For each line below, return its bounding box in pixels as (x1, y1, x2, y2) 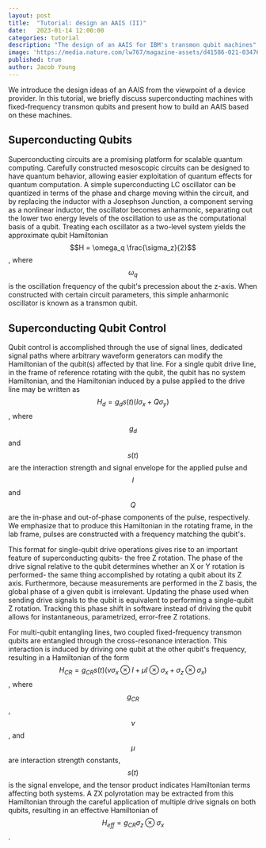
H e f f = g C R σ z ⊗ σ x (101, 818, 165, 830)
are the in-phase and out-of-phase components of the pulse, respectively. (8, 512, 251, 522)
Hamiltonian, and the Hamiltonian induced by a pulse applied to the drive (8, 376, 245, 386)
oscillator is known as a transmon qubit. (8, 298, 138, 308)
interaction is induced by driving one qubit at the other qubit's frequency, (8, 644, 247, 654)
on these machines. (8, 110, 73, 120)
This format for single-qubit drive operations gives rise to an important (8, 544, 238, 554)
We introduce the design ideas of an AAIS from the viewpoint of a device (8, 85, 246, 94)
